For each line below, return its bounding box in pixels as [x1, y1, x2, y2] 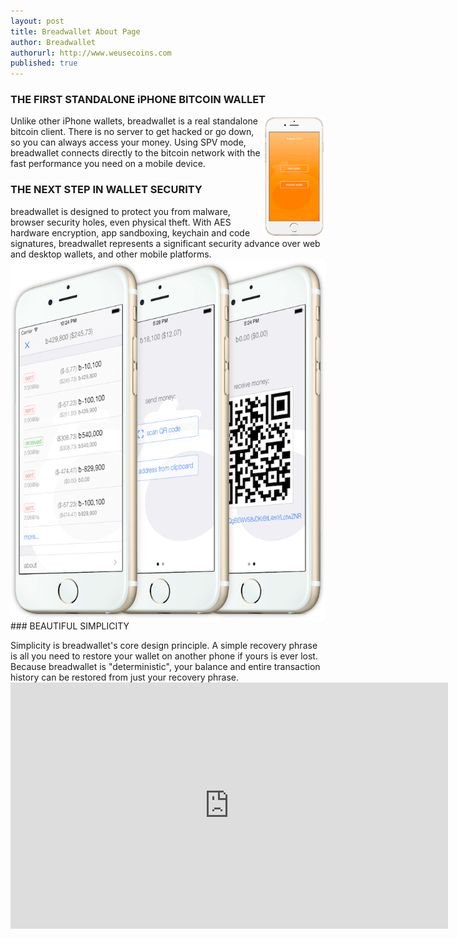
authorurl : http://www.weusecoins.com [10, 48, 172, 58]
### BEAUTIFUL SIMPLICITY [10, 620, 130, 632]
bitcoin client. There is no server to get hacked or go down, [10, 126, 255, 138]
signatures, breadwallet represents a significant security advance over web [10, 237, 321, 249]
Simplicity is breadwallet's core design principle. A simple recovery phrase [10, 639, 318, 651]
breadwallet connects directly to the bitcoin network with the [10, 147, 261, 159]
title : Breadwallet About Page [10, 26, 141, 37]
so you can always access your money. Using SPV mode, [10, 136, 247, 149]
